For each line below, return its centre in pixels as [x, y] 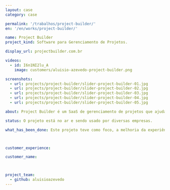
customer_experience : [28, 148]
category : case [21, 15]
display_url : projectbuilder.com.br [44, 52]
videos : [13, 61]
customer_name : [21, 157]
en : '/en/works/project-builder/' [42, 28]
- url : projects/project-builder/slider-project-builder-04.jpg [79, 98]
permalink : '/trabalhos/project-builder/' [51, 24]
